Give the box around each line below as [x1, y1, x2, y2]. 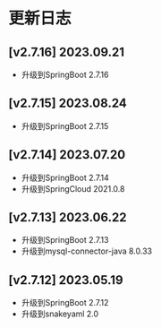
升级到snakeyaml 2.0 [21, 308, 99, 319]
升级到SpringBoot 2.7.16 [21, 69, 109, 80]
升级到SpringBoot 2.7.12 [21, 298, 109, 308]
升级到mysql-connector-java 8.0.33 [21, 246, 153, 256]
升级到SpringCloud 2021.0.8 [21, 183, 125, 194]
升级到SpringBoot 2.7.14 [21, 172, 109, 183]
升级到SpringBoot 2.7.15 [21, 120, 109, 131]
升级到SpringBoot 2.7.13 [21, 235, 109, 246]
